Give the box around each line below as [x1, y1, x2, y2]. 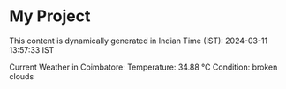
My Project [9, 6, 91, 26]
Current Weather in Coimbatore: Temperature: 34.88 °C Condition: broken [9, 62, 278, 72]
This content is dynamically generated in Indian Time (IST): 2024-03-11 [9, 35, 268, 46]
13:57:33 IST [9, 44, 55, 55]
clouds [9, 70, 34, 81]
